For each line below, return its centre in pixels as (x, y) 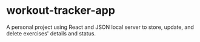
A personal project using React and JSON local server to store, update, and (100, 27)
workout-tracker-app (61, 10)
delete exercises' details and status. (51, 33)
